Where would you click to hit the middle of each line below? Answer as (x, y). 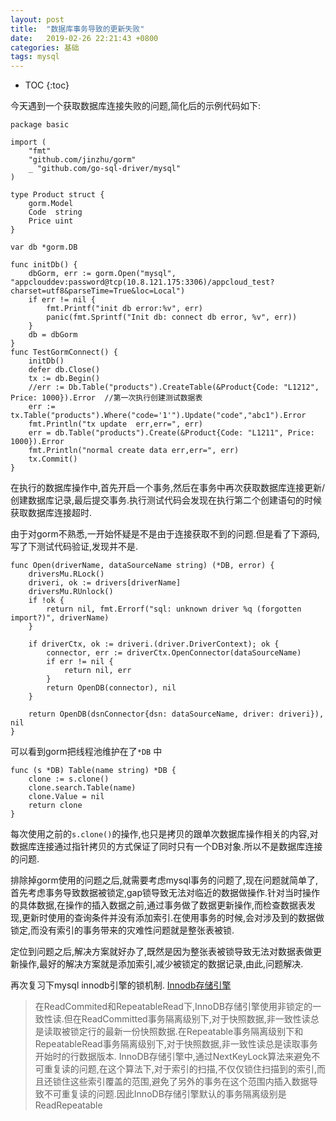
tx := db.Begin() (64, 379)
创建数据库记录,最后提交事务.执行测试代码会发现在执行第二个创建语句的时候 (166, 500)
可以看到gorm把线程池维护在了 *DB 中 (86, 752)
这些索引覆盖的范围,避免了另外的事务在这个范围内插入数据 (189, 1082)
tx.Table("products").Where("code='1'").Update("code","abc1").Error (158, 416)
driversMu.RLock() (66, 574)
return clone (55, 806)
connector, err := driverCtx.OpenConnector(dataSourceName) (174, 653)
